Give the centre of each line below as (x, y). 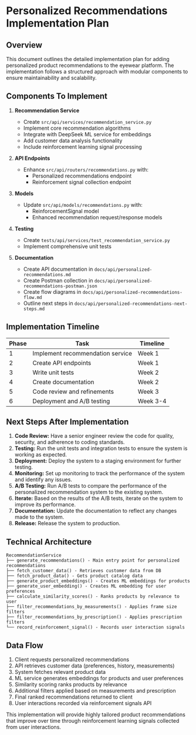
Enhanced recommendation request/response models (97, 217)
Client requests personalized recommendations (72, 660)
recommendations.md (47, 274)
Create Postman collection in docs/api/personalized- (88, 280)
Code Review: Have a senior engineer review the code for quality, (94, 436)
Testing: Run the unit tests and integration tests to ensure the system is (101, 448)
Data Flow (25, 645)
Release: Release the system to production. (67, 523)
